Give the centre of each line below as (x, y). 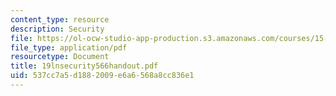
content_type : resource (60, 19)
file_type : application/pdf (69, 47)
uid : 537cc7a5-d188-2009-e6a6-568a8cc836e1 (102, 76)
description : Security (57, 29)
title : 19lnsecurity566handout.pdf (84, 66)
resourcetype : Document (60, 57)
